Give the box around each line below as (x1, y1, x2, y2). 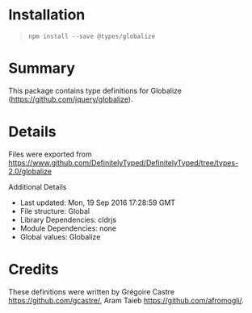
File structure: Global (19, 206, 90, 215)
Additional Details (8, 182, 67, 191)
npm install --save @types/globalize (27, 32, 156, 40)
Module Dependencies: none (19, 223, 117, 233)
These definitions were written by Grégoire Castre (8, 286, 175, 296)
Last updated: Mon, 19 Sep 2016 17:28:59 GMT (19, 198, 176, 207)
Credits (8, 261, 59, 278)
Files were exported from (8, 149, 92, 159)
